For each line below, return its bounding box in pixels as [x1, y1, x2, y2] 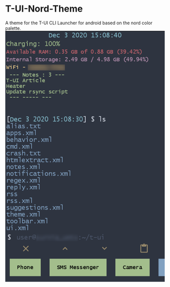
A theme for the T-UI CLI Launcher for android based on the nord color [5, 20, 153, 26]
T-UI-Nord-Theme [5, 3, 83, 15]
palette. [5, 25, 21, 31]
